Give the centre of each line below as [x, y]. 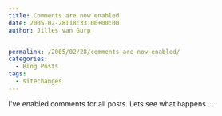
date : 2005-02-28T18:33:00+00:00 [64, 23]
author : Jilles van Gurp [50, 30]
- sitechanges [39, 81]
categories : [28, 59]
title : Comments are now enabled [64, 15]
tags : [17, 74]
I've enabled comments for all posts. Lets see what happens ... [111, 103]
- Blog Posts [37, 67]
